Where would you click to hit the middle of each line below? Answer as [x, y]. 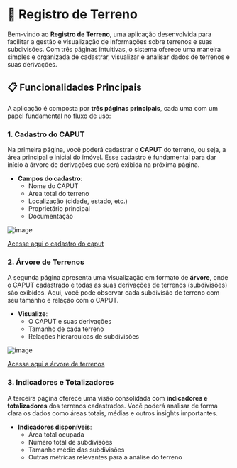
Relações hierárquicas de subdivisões [84, 337]
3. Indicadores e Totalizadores [61, 383]
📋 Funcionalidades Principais [75, 88]
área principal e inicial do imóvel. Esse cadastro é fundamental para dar [112, 157]
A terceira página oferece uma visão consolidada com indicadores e [108, 398]
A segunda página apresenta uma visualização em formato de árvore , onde [118, 278]
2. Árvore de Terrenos [46, 262]
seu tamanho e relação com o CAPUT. [63, 300]
